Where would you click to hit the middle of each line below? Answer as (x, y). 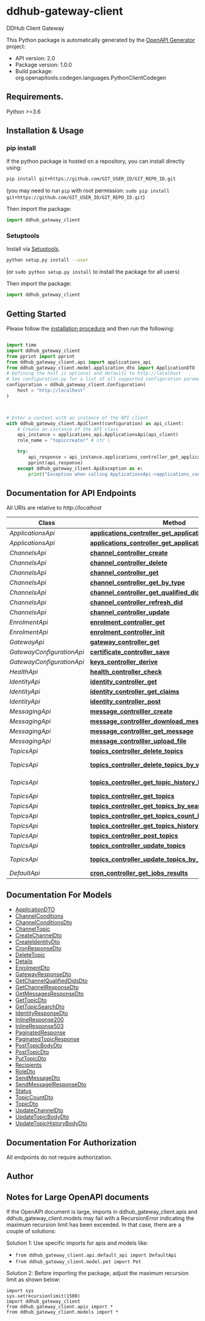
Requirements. (35, 97)
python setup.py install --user (47, 260)
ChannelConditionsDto (44, 923)
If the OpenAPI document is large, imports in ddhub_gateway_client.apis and (102, 1212)
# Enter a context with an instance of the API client (77, 418)
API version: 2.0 (35, 58)
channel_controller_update (130, 612)
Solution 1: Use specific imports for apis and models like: (77, 1243)
